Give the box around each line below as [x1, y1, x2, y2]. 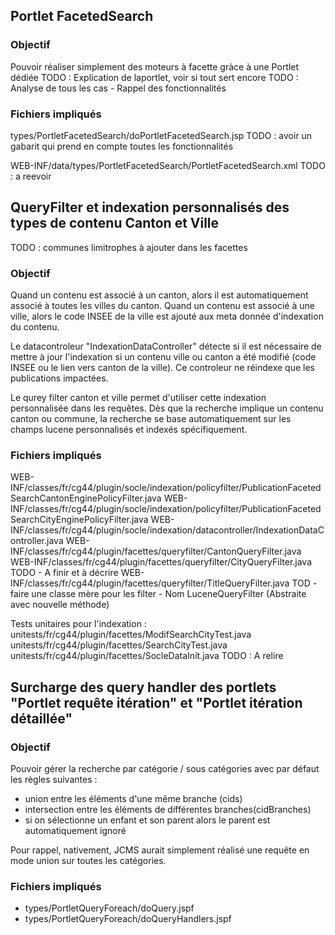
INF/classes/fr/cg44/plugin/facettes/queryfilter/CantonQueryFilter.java [10, 545, 302, 558]
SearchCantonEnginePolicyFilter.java [10, 492, 162, 504]
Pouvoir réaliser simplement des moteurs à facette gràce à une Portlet [10, 60, 300, 73]
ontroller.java [10, 535, 64, 547]
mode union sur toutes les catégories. [10, 855, 167, 867]
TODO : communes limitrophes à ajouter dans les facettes [10, 241, 248, 253]
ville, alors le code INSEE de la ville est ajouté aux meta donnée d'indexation [10, 310, 324, 323]
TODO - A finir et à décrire [10, 567, 119, 579]
